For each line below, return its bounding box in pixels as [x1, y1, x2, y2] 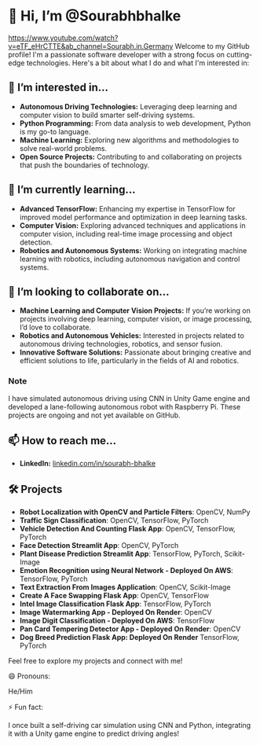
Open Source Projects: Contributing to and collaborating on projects [19, 152, 242, 161]
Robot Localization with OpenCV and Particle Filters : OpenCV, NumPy [19, 507, 251, 517]
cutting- [226, 50, 253, 59]
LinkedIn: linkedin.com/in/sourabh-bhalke [19, 459, 156, 469]
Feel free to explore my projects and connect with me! [8, 656, 183, 666]
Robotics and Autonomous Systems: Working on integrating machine [19, 245, 247, 255]
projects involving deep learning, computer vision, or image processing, [19, 314, 253, 324]
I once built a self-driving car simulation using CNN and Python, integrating [8, 721, 251, 730]
